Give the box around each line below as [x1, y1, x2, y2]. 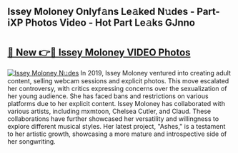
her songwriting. [7, 137, 56, 145]
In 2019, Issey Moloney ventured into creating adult [80, 69, 231, 77]
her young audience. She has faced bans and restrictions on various [7, 92, 209, 100]
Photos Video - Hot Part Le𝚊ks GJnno [24, 17, 195, 29]
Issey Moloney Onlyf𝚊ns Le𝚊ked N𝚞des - [7, 6, 195, 18]
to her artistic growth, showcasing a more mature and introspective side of [7, 130, 227, 138]
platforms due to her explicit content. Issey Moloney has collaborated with [7, 100, 225, 107]
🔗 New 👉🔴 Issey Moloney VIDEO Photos [7, 46, 191, 58]
